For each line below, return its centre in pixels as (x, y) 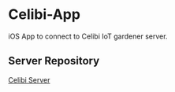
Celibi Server (29, 79)
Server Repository (54, 61)
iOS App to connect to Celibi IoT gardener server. (88, 36)
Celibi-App (45, 15)
